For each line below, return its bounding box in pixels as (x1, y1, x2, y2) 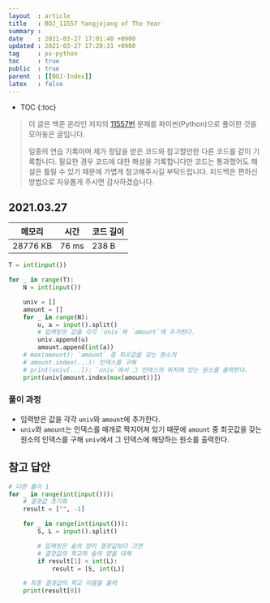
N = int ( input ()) (23, 283, 82, 292)
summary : (8, 27, 42, 35)
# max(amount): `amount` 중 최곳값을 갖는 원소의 (23, 351, 177, 360)
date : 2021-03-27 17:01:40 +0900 (8, 34, 136, 43)
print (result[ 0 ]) (23, 587, 82, 595)
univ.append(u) (37, 336, 89, 344)
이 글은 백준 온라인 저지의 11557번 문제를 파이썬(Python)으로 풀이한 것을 (28, 118, 257, 128)
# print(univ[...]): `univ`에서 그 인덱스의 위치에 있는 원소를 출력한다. (23, 366, 249, 374)
